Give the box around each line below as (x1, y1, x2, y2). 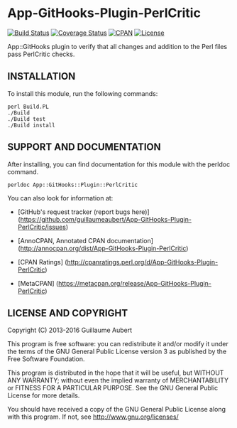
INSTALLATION (7, 70, 76, 82)
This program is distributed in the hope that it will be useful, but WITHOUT (7, 368, 224, 378)
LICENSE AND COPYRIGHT (7, 307, 128, 319)
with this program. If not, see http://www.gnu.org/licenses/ (7, 412, 179, 421)
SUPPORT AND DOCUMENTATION (7, 141, 161, 154)
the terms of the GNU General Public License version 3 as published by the (7, 347, 227, 356)
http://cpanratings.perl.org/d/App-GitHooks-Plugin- (67, 257, 219, 266)
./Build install (7, 122, 55, 129)
